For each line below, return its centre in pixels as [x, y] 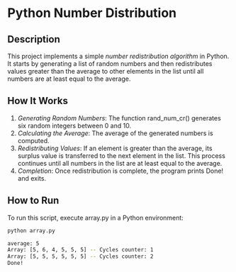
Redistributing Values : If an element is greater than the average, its [115, 148]
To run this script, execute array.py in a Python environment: [96, 217]
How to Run [33, 201]
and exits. [32, 178]
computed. [33, 140]
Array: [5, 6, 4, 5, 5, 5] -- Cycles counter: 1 [80, 250]
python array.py [31, 231]
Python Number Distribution [92, 13]
